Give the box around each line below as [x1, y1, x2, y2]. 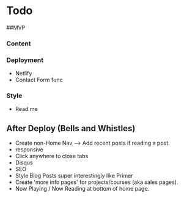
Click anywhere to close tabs [15, 153, 89, 160]
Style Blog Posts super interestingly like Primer [15, 172, 133, 180]
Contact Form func [15, 76, 63, 83]
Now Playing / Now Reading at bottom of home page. [15, 185, 150, 192]
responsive [15, 146, 44, 153]
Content [6, 39, 32, 48]
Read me [15, 105, 38, 113]
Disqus [15, 159, 33, 166]
